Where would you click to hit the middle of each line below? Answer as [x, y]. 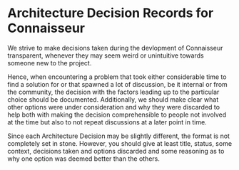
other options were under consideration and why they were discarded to [113, 107]
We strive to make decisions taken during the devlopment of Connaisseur [115, 48]
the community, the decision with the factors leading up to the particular [113, 92]
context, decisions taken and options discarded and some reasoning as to [116, 151]
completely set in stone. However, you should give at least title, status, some [120, 143]
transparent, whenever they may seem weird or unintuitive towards [106, 55]
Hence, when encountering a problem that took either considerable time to [117, 77]
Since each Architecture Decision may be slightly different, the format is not [119, 136]
